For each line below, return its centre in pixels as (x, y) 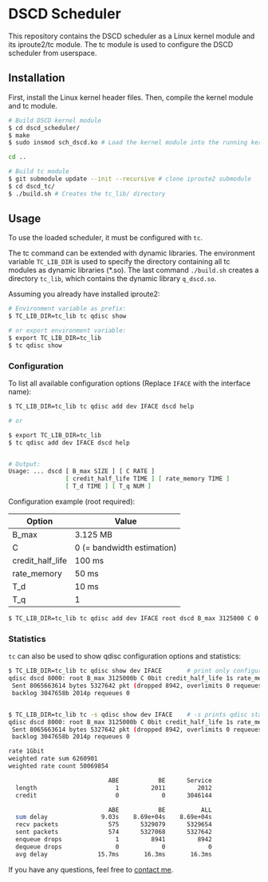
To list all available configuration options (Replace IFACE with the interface (130, 383)
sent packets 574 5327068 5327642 (114, 832)
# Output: (25, 464)
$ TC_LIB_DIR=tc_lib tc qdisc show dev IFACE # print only (119, 671)
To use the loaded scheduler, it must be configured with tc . (106, 238)
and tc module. (33, 105)
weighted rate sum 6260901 (53, 759)
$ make (19, 135)
